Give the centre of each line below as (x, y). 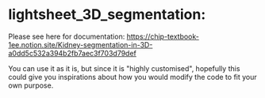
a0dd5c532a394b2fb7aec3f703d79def (73, 53)
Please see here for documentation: (67, 36)
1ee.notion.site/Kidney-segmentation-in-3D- (81, 44)
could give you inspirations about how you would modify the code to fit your (133, 77)
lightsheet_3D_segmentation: (107, 15)
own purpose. (31, 85)
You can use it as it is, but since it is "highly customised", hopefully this (124, 68)
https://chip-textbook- (163, 36)
